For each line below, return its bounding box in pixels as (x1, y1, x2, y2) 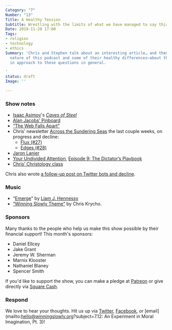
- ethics (5, 46, 24, 51)
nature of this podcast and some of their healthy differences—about (10, 55, 161, 61)
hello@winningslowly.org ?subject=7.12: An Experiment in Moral (21, 314, 154, 320)
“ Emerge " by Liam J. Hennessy (12, 196, 78, 202)
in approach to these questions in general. (10, 60, 106, 65)
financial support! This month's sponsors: (5, 230, 93, 237)
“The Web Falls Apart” (12, 123, 60, 129)
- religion (5, 36, 29, 42)
